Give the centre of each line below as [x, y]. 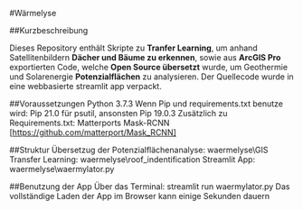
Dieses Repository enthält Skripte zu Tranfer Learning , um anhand [133, 48]
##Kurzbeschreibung [49, 30]
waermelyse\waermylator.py [62, 169]
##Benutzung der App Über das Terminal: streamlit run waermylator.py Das [150, 187]
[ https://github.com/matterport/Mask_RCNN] [93, 132]
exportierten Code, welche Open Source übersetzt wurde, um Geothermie [148, 67]
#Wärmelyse [33, 13]
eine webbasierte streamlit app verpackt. [86, 86]
